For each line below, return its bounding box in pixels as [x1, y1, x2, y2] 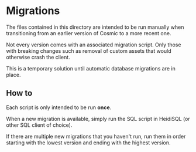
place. [6, 71, 22, 78]
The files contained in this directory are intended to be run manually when [6, 23, 184, 31]
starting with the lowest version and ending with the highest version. [6, 139, 171, 146]
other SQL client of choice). [6, 121, 73, 129]
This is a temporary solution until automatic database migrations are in [6, 65, 176, 72]
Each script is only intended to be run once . [6, 104, 112, 111]
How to [6, 88, 33, 98]
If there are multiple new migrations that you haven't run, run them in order [6, 133, 186, 140]
